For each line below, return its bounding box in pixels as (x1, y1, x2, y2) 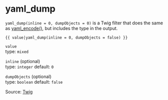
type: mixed (5, 48, 29, 54)
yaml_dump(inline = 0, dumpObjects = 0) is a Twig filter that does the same (5, 20, 163, 26)
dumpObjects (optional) (5, 73, 52, 79)
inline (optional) (5, 58, 40, 64)
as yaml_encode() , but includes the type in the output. (5, 25, 118, 31)
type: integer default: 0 (5, 63, 54, 70)
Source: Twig (5, 88, 33, 94)
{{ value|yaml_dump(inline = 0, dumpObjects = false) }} (5, 35, 128, 40)
